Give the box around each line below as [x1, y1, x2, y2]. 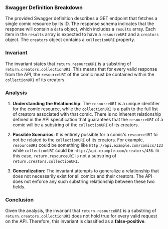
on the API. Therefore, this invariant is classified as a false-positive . [5, 218, 146, 224]
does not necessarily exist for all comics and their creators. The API [12, 173, 152, 179]
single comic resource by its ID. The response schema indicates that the [5, 21, 154, 27]
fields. [12, 183, 26, 189]
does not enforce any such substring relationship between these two [12, 178, 155, 184]
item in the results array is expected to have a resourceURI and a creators [5, 32, 159, 38]
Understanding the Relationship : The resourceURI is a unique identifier [12, 100, 160, 106]
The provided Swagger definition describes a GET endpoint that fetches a [5, 16, 158, 22]
